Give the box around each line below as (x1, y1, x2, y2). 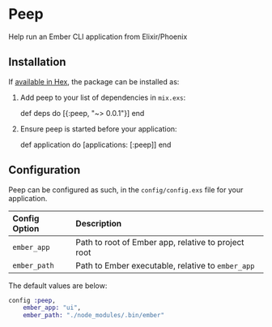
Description (75, 217, 122, 229)
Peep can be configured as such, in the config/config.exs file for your (8, 184, 244, 195)
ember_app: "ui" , (23, 303, 82, 312)
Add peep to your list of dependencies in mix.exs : (19, 93, 186, 102)
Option (12, 222, 40, 234)
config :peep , (8, 296, 57, 304)
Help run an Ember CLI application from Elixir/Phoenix (8, 32, 188, 41)
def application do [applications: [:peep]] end (19, 140, 172, 149)
